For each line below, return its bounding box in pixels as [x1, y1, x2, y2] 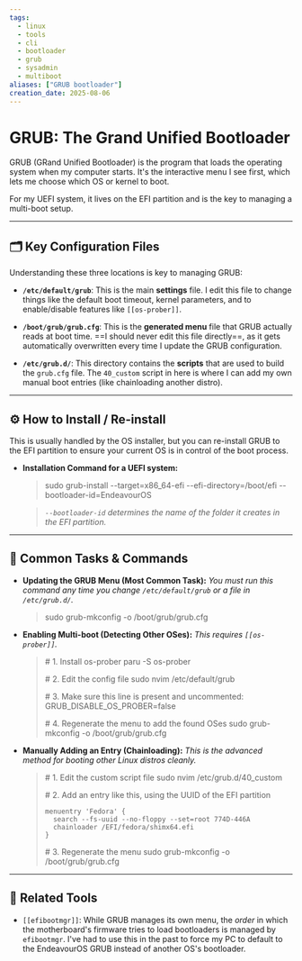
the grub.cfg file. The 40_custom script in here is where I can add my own [22, 367, 292, 378]
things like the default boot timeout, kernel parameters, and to [22, 295, 252, 305]
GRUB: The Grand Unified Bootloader [9, 127, 290, 148]
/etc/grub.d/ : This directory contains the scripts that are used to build [22, 358, 285, 369]
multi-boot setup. [9, 204, 74, 214]
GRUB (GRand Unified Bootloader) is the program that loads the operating [9, 157, 283, 168]
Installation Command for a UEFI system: [22, 463, 178, 474]
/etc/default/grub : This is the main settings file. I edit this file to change [22, 285, 292, 295]
